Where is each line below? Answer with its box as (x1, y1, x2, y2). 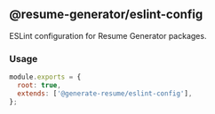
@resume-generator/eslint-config (9, 7, 203, 22)
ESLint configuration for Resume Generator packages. (9, 30, 207, 41)
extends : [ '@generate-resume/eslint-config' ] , (17, 88, 193, 98)
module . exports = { (9, 72, 82, 82)
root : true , (17, 80, 62, 89)
